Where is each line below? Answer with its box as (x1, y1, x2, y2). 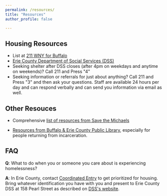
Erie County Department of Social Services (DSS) (12, 58, 114, 64)
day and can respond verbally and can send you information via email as (12, 84, 162, 90)
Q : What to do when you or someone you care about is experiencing (5, 160, 146, 166)
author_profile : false (5, 16, 52, 21)
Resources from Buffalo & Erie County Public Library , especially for (12, 127, 150, 133)
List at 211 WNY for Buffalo (12, 53, 67, 59)
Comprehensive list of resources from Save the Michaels (12, 118, 129, 123)
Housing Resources (5, 39, 67, 48)
